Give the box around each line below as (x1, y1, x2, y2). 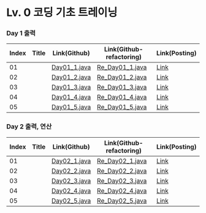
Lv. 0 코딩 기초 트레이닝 (6, 6, 118, 20)
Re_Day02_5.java (97, 196, 147, 205)
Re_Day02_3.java (97, 176, 147, 185)
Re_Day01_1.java (97, 63, 147, 72)
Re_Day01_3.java (97, 83, 147, 92)
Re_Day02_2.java (97, 166, 147, 175)
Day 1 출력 (6, 29, 36, 37)
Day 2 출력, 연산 (6, 122, 52, 131)
